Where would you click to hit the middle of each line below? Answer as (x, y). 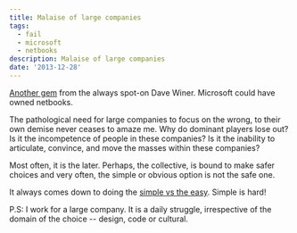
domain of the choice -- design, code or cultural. (99, 219)
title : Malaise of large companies (75, 17)
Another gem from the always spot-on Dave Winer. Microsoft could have (142, 92)
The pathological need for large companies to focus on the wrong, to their (145, 119)
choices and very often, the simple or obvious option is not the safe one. (142, 174)
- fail (29, 34)
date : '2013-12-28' (45, 68)
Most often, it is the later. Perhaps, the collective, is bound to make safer (142, 165)
